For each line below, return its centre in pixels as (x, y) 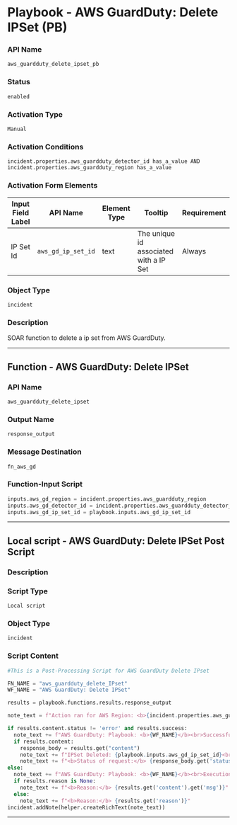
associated (156, 251)
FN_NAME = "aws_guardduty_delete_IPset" (68, 683)
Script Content (33, 656)
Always (194, 251)
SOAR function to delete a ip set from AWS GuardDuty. (86, 338)
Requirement (204, 212)
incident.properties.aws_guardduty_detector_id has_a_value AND (104, 161)
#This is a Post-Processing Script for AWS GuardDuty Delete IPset (109, 671)
